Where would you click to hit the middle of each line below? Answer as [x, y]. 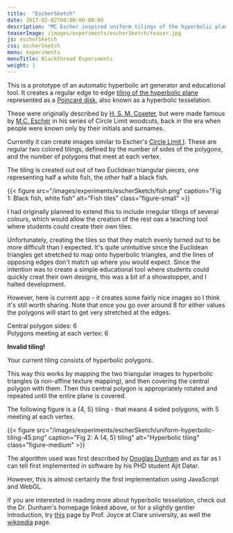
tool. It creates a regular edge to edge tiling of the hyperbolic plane [103, 92]
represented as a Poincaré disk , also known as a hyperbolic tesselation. [110, 100]
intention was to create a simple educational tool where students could [108, 269]
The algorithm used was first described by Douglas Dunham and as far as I [114, 458]
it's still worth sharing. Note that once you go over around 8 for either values [116, 305]
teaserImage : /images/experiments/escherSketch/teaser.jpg [94, 33]
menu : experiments [34, 53]
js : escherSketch [32, 40]
